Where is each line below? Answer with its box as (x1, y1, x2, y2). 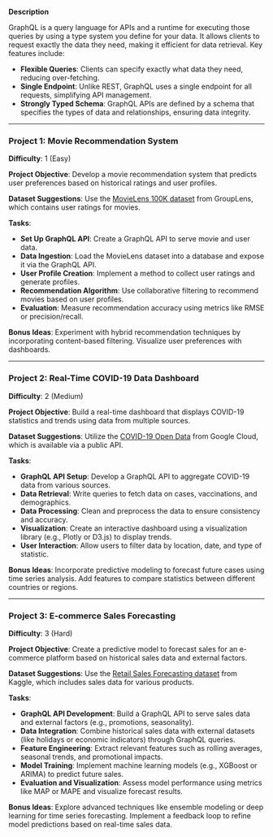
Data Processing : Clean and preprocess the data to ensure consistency (19, 505, 261, 515)
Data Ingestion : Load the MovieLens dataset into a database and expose (19, 251, 265, 261)
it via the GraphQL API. (19, 260, 97, 270)
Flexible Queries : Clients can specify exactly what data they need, (19, 64, 244, 74)
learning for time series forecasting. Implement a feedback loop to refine (8, 810, 252, 820)
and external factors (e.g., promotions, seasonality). (19, 717, 194, 726)
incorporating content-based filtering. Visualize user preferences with (8, 336, 242, 346)
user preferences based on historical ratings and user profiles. (8, 178, 218, 188)
